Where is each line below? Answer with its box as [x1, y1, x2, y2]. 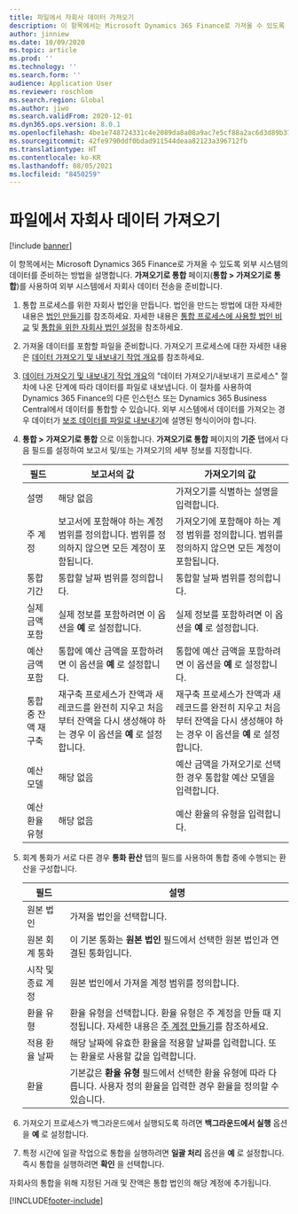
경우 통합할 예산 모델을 [185, 771, 276, 784]
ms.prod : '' [9, 54, 53, 63]
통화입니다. [88, 947, 132, 959]
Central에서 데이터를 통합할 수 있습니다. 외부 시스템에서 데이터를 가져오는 [21, 404, 277, 415]
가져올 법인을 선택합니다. [69, 911, 167, 923]
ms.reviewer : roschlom [9, 87, 93, 96]
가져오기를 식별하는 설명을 [176, 485, 279, 497]
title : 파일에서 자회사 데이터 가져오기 [9, 12, 135, 22]
